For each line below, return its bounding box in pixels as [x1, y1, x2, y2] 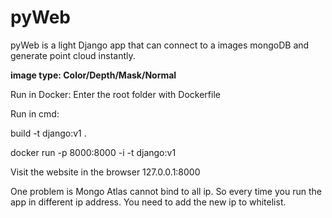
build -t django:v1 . [10, 127, 87, 139]
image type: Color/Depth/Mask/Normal [10, 69, 177, 81]
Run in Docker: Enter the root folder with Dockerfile [10, 88, 221, 100]
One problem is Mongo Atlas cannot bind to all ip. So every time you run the [10, 185, 322, 197]
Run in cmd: [10, 107, 60, 120]
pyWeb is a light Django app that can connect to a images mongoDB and [10, 39, 310, 51]
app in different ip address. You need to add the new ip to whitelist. [10, 196, 287, 208]
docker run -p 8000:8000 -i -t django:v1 [10, 146, 177, 158]
